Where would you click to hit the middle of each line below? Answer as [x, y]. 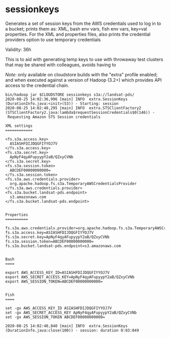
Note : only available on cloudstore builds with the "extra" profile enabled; [81, 74]
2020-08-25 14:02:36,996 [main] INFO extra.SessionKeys [67, 99]
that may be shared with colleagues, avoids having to [61, 65]
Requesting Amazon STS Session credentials [54, 117]
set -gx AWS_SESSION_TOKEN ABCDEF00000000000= [55, 317]
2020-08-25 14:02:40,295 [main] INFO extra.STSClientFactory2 [73, 108]
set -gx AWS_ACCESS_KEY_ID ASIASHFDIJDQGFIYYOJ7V [59, 308]
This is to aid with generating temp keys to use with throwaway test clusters [84, 59]
